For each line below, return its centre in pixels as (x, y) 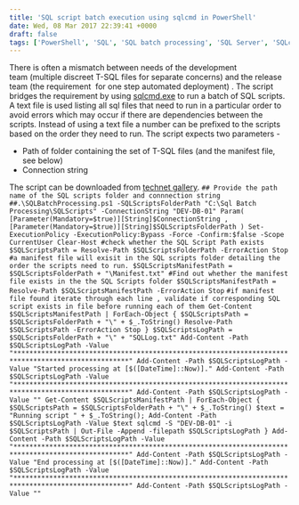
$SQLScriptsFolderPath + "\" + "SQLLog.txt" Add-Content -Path (129, 338)
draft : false (33, 34)
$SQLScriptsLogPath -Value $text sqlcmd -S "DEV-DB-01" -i (121, 424)
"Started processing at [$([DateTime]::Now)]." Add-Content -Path (158, 369)
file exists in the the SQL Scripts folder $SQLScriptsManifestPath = (143, 281)
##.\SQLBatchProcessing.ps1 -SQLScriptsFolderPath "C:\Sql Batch (133, 204)
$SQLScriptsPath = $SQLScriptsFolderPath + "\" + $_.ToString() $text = (147, 408)
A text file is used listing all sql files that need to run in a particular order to (145, 106)
